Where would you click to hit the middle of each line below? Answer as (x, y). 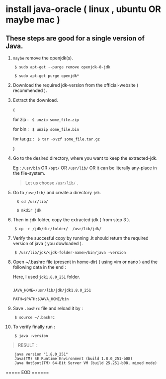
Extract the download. (36, 100)
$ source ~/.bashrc (35, 318)
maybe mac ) (33, 20)
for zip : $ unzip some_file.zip (46, 119)
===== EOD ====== (27, 372)
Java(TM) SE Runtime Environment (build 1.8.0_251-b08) (74, 359)
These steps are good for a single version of (75, 38)
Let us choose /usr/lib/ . (52, 183)
